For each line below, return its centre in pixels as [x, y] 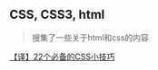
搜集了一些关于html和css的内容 [90, 37]
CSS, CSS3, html [57, 15]
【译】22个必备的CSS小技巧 [62, 57]
